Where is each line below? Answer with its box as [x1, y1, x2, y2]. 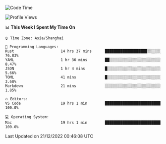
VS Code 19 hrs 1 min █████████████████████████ [5, 101, 161, 106]
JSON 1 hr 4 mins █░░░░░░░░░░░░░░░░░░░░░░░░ [5, 66, 161, 71]
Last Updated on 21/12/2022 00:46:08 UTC [5, 133, 93, 139]
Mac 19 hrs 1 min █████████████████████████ [5, 120, 161, 125]
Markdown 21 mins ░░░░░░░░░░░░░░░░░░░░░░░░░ [5, 83, 161, 88]
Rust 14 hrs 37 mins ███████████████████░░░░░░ [5, 49, 161, 54]
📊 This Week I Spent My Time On [5, 24, 75, 30]
